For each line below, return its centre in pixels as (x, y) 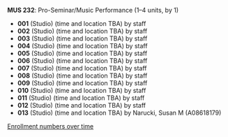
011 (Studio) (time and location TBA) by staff (81, 98)
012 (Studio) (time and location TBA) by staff (82, 105)
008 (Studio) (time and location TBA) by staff (82, 75)
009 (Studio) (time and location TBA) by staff (82, 83)
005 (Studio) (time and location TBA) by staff (82, 53)
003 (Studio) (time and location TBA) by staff (82, 38)
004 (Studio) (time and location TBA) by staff (82, 46)
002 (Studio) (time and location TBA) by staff (82, 31)
